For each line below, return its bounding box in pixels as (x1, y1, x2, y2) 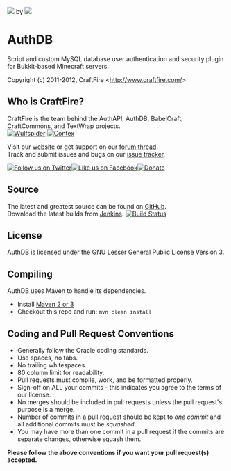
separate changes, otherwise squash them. (17, 435, 142, 443)
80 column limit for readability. (17, 369, 105, 376)
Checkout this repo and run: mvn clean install (17, 308, 152, 316)
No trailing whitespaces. (17, 361, 87, 369)
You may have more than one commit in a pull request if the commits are (17, 428, 225, 436)
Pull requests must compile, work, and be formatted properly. (17, 376, 193, 384)
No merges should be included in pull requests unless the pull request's (17, 398, 223, 406)
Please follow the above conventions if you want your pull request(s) (7, 449, 209, 456)
